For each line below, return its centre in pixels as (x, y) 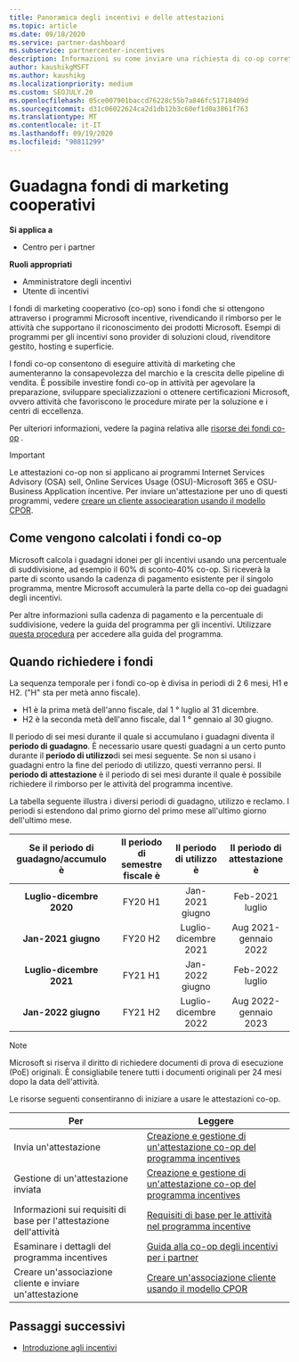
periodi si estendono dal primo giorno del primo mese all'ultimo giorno (138, 811)
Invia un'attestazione (57, 1147)
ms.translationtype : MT (53, 117)
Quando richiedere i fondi (81, 661)
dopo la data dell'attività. (54, 1082)
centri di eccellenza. (46, 410)
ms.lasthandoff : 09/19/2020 (61, 134)
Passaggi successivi (68, 1326)
